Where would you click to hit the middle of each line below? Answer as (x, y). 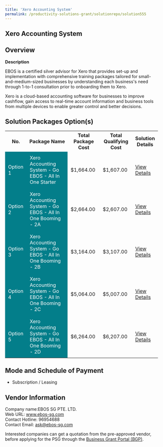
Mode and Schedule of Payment (54, 371)
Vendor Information (35, 397)
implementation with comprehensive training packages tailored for (71, 76)
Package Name (47, 141)
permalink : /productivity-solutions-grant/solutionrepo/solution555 (76, 14)
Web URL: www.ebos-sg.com (35, 415)
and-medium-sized (24, 81)
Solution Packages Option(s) (49, 122)
